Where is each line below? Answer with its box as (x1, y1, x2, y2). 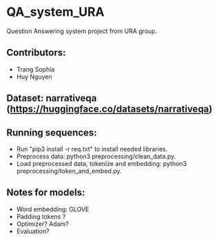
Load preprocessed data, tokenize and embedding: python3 (16, 159, 187, 167)
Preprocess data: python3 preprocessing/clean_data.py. (16, 152, 176, 160)
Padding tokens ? (16, 212, 66, 220)
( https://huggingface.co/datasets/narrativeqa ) (6, 103, 213, 115)
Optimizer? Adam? (16, 220, 70, 228)
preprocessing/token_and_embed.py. (16, 167, 122, 175)
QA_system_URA (6, 4, 105, 20)
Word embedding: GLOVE (16, 205, 90, 213)
